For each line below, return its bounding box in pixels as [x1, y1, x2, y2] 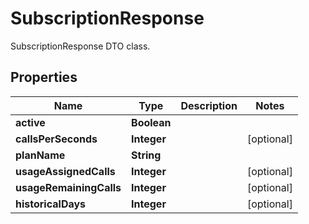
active [15, 115, 46, 129]
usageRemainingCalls [15, 180, 122, 194]
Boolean [131, 115, 172, 129]
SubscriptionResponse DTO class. [10, 40, 151, 52]
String [131, 148, 162, 162]
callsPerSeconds [15, 132, 98, 146]
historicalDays [15, 197, 87, 211]
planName [15, 148, 66, 162]
